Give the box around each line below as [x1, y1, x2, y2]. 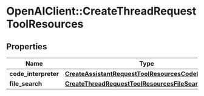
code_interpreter [9, 70, 59, 78]
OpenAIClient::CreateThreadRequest [6, 4, 197, 18]
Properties [6, 41, 47, 52]
